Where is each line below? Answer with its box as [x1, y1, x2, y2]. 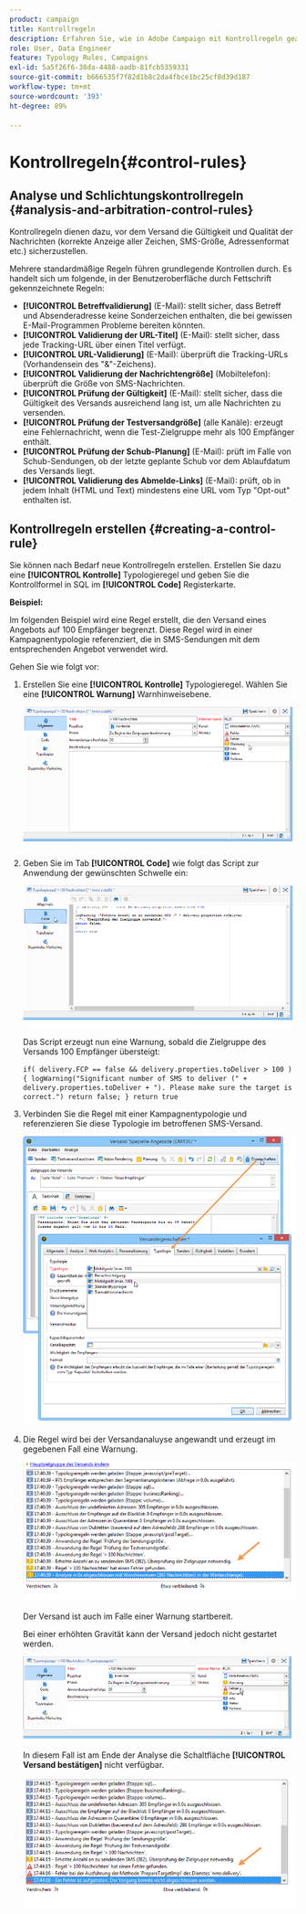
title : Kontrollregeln [9, 24, 96, 34]
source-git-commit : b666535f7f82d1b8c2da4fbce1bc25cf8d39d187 [9, 73, 250, 82]
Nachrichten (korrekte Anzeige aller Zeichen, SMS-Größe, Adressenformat [9, 236, 290, 247]
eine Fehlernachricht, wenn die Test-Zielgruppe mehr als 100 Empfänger [22, 427, 295, 438]
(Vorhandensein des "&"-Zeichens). [22, 359, 157, 370]
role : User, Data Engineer [9, 44, 112, 53]
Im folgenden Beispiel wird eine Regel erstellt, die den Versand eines [9, 615, 267, 626]
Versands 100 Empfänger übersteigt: [22, 1046, 161, 1057]
